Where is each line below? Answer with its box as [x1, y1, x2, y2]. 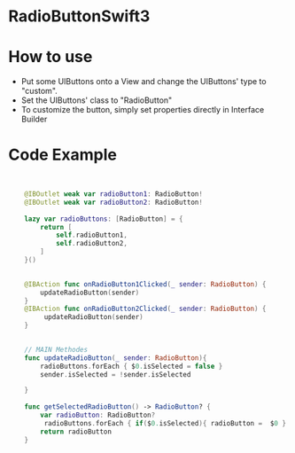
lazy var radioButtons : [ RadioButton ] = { [24, 215, 183, 223]
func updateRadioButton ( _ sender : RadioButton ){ [24, 353, 207, 363]
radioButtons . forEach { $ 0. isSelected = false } [40, 362, 223, 371]
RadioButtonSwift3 [8, 6, 151, 27]
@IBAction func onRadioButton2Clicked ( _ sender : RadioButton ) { [24, 304, 267, 314]
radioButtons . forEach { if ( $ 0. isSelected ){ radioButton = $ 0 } [43, 418, 287, 427]
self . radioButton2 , [55, 239, 128, 248]
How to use [8, 47, 93, 67]
